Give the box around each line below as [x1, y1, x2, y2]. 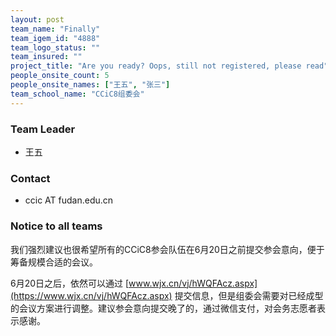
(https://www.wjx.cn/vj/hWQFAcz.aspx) [10, 289, 173, 301]
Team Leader [10, 122, 76, 136]
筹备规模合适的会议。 [10, 256, 98, 268]
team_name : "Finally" [10, 24, 101, 34]
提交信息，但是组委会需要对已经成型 [174, 289, 324, 301]
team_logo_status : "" [10, 42, 101, 53]
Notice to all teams [10, 219, 103, 233]
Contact [10, 171, 51, 185]
